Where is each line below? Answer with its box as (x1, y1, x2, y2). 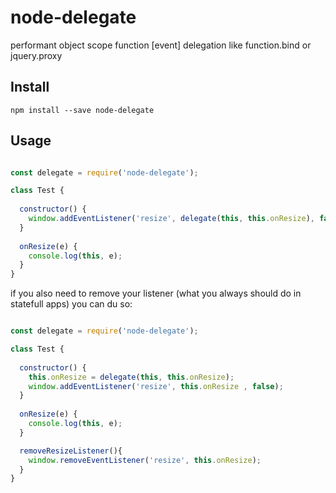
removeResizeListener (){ (19, 446, 123, 456)
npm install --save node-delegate (10, 105, 155, 115)
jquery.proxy (10, 49, 63, 61)
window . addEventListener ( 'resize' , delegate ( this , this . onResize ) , (28, 214, 315, 224)
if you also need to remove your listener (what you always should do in (10, 287, 302, 300)
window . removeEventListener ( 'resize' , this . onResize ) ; (28, 455, 262, 465)
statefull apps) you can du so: (10, 298, 133, 310)
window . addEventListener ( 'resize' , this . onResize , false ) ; (28, 381, 284, 391)
